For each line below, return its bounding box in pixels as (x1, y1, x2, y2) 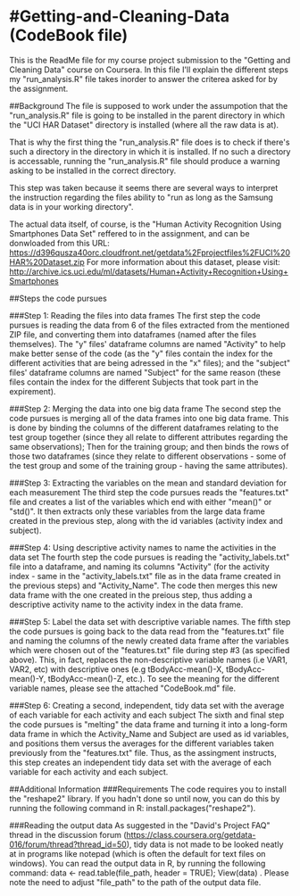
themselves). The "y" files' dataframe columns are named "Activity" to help (9, 338, 286, 349)
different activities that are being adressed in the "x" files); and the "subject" (9, 357, 291, 368)
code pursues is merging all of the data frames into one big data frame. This (9, 412, 289, 423)
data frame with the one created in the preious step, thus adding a (9, 589, 253, 600)
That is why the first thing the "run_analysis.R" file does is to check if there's (9, 137, 290, 147)
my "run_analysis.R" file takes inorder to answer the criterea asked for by (9, 73, 279, 84)
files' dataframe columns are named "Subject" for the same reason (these (9, 367, 281, 377)
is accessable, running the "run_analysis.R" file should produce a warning (9, 155, 280, 166)
